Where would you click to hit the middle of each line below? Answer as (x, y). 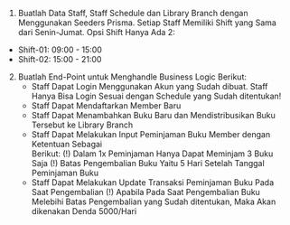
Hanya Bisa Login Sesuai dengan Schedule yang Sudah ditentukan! (156, 96)
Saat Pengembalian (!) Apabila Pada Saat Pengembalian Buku (145, 192)
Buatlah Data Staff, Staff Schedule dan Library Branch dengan (133, 13)
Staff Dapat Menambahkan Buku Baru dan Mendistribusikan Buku (153, 115)
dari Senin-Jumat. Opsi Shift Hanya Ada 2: (97, 32)
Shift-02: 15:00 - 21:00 (60, 59)
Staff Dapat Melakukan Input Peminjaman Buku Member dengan (151, 134)
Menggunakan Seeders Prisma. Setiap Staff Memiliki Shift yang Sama (147, 23)
